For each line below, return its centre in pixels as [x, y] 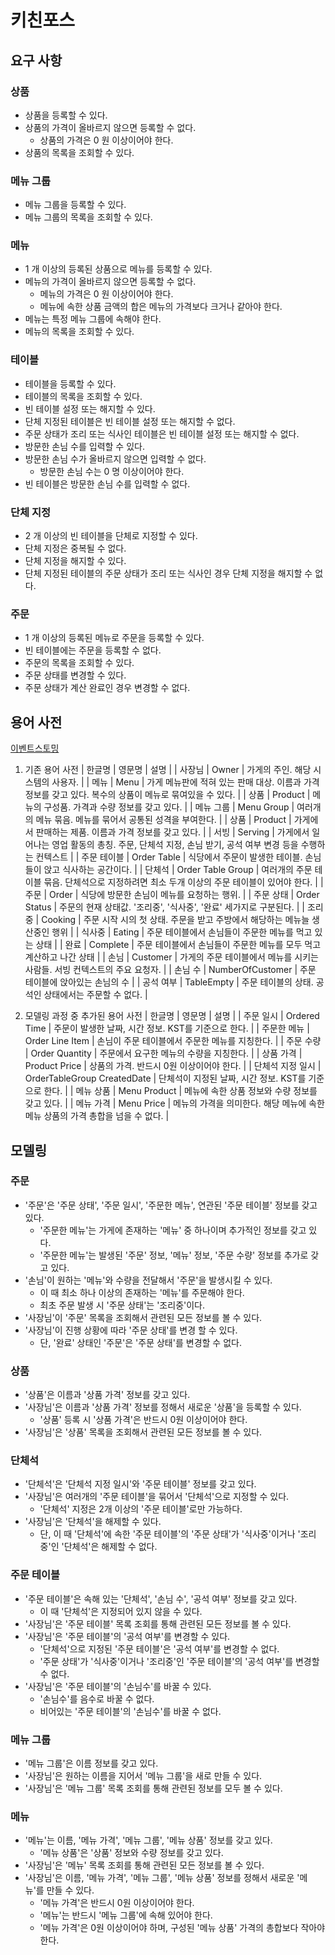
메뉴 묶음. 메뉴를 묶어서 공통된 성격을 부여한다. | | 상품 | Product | [163, 820]
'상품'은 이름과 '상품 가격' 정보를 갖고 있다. [107, 1395]
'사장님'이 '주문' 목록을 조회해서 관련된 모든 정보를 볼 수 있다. [143, 1317]
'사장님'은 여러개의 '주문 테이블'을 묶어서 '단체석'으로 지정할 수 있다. [157, 1497]
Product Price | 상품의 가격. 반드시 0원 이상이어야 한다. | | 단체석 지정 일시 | [173, 1066]
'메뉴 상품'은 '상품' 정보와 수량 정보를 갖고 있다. [131, 1853]
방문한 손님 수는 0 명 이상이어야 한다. [112, 471]
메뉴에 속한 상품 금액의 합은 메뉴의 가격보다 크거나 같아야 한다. [161, 307]
